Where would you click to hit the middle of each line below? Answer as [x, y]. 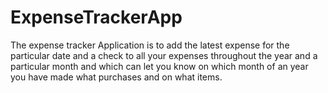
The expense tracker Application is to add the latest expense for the [150, 45]
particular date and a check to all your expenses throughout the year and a [164, 55]
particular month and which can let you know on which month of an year [159, 66]
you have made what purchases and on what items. [116, 77]
